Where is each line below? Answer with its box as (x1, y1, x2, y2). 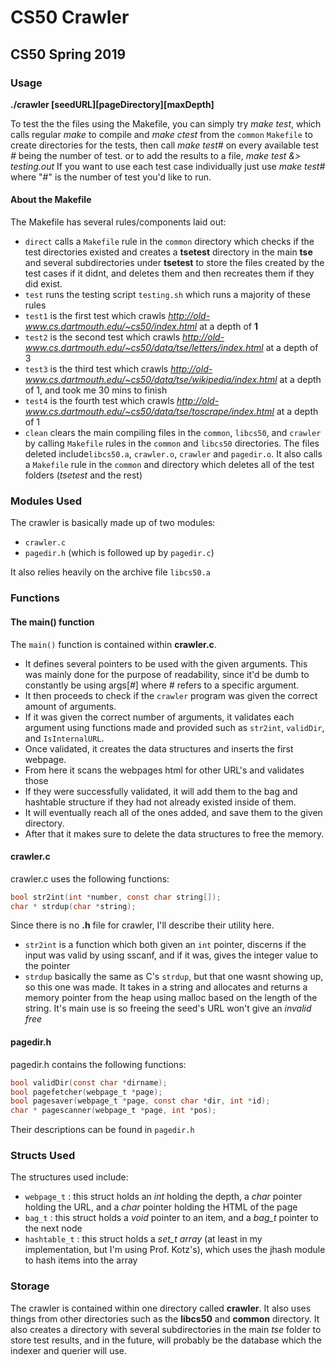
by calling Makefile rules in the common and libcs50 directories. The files (24, 437, 320, 450)
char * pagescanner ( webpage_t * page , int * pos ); (10, 1106, 217, 1116)
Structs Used (10, 1149, 76, 1163)
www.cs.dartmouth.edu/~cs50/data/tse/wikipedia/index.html (24, 374, 278, 386)
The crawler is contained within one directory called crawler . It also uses (10, 1302, 312, 1314)
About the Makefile (10, 194, 92, 206)
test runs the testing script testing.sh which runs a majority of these (24, 289, 311, 301)
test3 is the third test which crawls (24, 363, 169, 375)
